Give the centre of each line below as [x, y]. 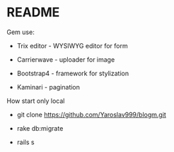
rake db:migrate [40, 128]
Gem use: [21, 32]
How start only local [36, 101]
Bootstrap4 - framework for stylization [72, 73]
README [33, 12]
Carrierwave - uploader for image [66, 59]
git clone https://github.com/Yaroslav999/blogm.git [92, 114]
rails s [25, 142]
